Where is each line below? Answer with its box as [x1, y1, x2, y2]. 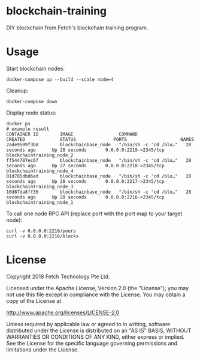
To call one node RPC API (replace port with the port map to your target [6, 210, 183, 217]
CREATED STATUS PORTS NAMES [6, 136, 195, 142]
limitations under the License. [6, 346, 79, 353]
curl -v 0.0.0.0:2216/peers [6, 228, 77, 234]
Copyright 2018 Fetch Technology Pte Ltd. [6, 273, 110, 280]
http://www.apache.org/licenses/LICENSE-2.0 [6, 309, 120, 316]
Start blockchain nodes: [6, 65, 65, 72]
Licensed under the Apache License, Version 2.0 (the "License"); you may [6, 284, 189, 291]
